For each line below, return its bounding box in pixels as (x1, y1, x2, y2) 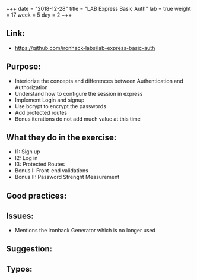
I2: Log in (14, 155, 38, 162)
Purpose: (6, 62, 41, 72)
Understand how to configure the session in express (14, 90, 143, 97)
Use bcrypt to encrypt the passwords (14, 102, 107, 109)
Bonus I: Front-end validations (14, 167, 89, 174)
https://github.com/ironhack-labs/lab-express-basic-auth (14, 44, 155, 51)
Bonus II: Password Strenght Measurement (14, 174, 120, 181)
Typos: (6, 264, 33, 274)
